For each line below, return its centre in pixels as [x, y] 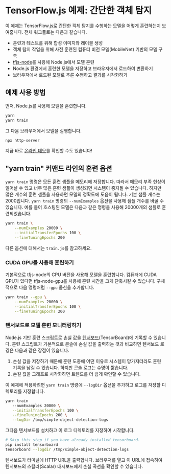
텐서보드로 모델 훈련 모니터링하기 [43, 325]
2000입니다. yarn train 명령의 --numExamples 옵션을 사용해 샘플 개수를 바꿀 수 [85, 201]
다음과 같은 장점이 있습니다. [42, 350]
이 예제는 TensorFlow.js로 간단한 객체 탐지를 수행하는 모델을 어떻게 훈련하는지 [83, 26]
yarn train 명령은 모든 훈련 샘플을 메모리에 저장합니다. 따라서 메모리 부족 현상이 [86, 182]
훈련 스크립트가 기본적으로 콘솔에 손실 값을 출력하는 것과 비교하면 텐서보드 [86, 344]
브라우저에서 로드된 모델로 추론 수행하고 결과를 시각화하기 [70, 75]
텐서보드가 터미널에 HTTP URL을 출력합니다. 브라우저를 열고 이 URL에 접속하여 [84, 460]
